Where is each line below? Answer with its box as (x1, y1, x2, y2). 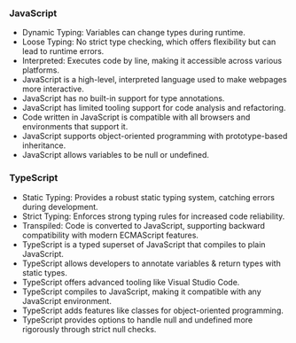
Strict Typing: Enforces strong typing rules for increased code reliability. (21, 211, 285, 222)
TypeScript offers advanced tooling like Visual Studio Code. (21, 277, 240, 287)
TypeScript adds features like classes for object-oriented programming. (21, 305, 284, 316)
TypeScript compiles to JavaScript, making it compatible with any (21, 286, 261, 297)
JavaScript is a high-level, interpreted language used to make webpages (21, 74, 287, 85)
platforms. (21, 65, 60, 75)
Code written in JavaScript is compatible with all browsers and (21, 112, 251, 122)
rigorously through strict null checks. (21, 324, 157, 334)
